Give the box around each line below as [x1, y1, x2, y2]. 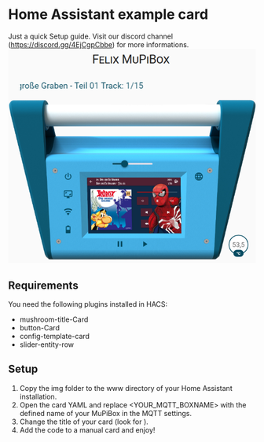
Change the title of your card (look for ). [19, 417, 149, 426]
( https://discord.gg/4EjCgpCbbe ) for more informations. [8, 39, 189, 49]
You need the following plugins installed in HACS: [8, 300, 168, 309]
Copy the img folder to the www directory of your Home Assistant [19, 383, 233, 392]
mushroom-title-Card [19, 315, 89, 324]
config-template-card [19, 332, 90, 341]
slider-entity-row [19, 340, 75, 349]
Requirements [8, 278, 79, 292]
